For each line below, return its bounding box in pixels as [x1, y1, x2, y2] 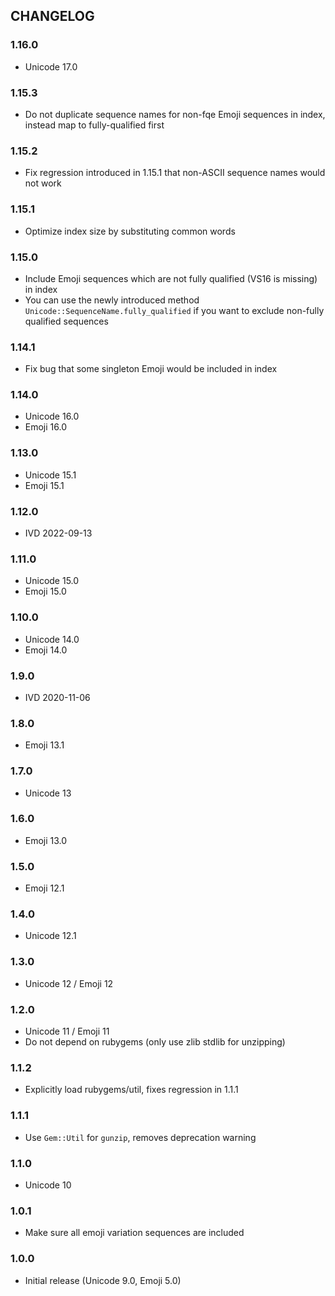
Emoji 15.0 [24, 585, 67, 598]
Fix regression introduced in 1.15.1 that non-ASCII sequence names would [24, 167, 326, 179]
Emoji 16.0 [24, 421, 68, 433]
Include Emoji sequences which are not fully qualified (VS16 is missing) [24, 272, 318, 284]
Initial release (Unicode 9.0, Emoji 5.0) [24, 1274, 182, 1286]
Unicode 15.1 [24, 469, 77, 481]
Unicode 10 [24, 1179, 72, 1191]
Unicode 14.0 [24, 633, 80, 645]
